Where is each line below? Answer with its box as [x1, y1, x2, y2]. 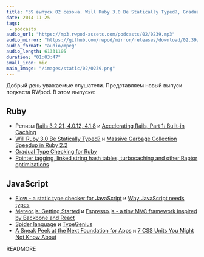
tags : [6, 20, 20, 26]
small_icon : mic [6, 60, 47, 66]
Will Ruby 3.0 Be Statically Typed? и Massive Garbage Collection [15, 135, 177, 143]
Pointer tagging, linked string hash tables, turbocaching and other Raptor [15, 154, 198, 162]
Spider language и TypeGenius [15, 221, 93, 228]
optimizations [15, 161, 50, 168]
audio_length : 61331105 [6, 49, 67, 55]
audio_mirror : [6, 37, 42, 43]
